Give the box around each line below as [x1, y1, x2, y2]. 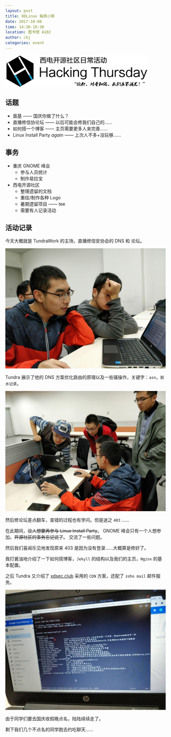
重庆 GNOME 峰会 [12, 163, 50, 169]
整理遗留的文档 [20, 188, 52, 194]
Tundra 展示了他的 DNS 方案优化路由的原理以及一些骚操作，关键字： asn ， [5, 374, 161, 380]
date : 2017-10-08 [5, 19, 42, 24]
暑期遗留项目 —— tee [20, 201, 66, 207]
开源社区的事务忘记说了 [14, 534, 64, 540]
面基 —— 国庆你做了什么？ [12, 112, 69, 119]
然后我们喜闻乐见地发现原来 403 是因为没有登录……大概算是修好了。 [5, 545, 149, 551]
